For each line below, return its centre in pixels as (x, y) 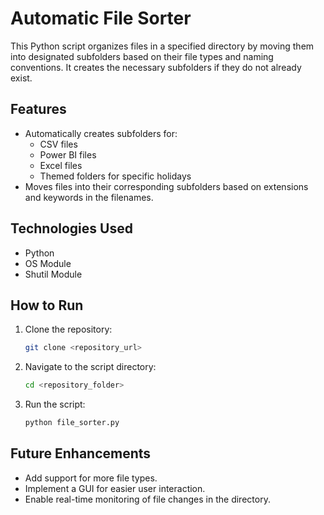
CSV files (58, 144)
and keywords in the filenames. (89, 197)
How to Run (47, 305)
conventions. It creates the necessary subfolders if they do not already (156, 67)
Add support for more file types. (91, 478)
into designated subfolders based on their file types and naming (142, 56)
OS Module (48, 263)
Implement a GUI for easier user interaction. (115, 488)
